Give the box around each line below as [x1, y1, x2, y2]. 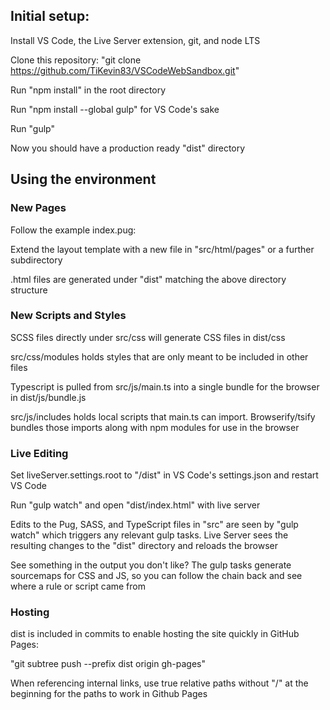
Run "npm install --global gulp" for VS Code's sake [10, 103, 220, 115]
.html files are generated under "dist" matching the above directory [10, 273, 287, 285]
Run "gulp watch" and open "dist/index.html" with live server [10, 499, 261, 511]
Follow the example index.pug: [10, 224, 137, 236]
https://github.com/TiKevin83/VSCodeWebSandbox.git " [10, 64, 240, 76]
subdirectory [10, 254, 63, 266]
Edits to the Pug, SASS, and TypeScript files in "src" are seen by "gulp [10, 519, 299, 531]
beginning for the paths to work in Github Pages [10, 688, 208, 700]
